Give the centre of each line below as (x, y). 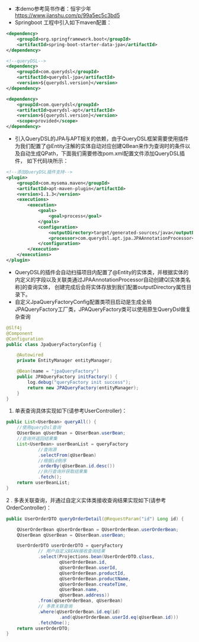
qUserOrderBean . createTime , (94, 584)
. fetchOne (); (54, 623)
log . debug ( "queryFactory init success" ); (79, 382)
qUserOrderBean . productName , (95, 579)
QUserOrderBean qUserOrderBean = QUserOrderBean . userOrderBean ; (98, 529)
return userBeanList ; (43, 483)
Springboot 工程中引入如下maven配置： (63, 22)
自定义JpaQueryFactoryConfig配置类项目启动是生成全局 (83, 301)
